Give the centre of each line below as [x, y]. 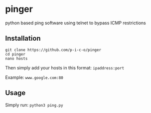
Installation [23, 38]
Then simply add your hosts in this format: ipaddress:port [65, 67]
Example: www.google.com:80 [34, 77]
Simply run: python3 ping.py [34, 105]
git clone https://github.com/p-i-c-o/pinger [53, 50]
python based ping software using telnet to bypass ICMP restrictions [75, 23]
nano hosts [16, 58]
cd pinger [15, 54]
